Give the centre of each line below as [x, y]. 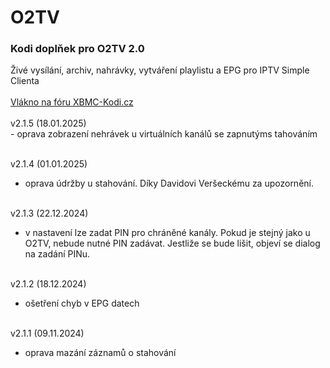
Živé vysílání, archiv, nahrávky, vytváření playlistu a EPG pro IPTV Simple [160, 70]
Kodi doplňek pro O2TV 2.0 [77, 49]
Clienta [25, 81]
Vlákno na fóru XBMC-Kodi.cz [72, 102]
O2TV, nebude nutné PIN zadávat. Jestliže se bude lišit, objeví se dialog [172, 243]
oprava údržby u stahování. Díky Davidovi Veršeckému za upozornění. [169, 183]
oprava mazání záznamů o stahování [100, 353]
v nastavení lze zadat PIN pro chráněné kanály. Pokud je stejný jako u [167, 233]
